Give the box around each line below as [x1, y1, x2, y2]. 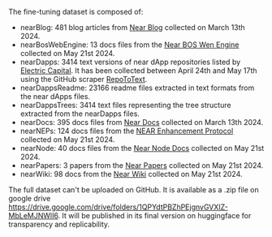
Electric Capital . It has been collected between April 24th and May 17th [19, 66, 257, 75]
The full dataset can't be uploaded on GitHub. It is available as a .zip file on [8, 185, 259, 194]
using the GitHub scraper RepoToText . [19, 75, 148, 84]
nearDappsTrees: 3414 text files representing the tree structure [19, 101, 231, 110]
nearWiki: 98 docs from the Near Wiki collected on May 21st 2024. [19, 170, 243, 179]
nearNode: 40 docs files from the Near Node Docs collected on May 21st [19, 144, 265, 153]
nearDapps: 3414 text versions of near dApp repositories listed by [19, 57, 241, 67]
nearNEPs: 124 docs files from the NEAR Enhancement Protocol [19, 126, 234, 136]
